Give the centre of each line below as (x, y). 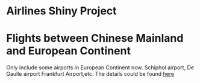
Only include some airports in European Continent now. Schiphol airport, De (100, 67)
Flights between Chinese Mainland (95, 39)
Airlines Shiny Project (61, 11)
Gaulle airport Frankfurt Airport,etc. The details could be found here (90, 74)
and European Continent (69, 51)
